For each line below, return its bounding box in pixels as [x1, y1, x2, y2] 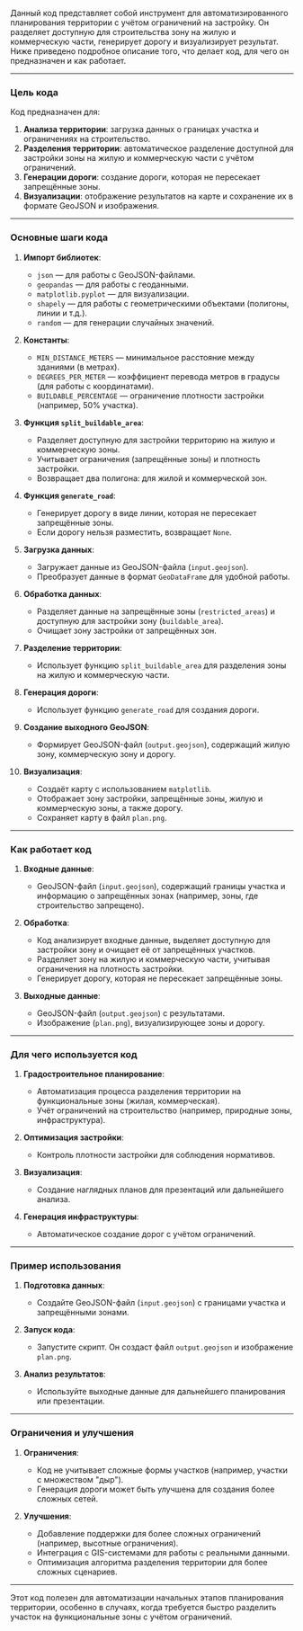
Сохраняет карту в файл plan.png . [36, 812, 167, 823]
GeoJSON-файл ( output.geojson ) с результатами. [36, 1007, 226, 1019]
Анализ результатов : [22, 1368, 106, 1379]
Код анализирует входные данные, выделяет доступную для [36, 934, 271, 945]
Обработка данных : [22, 588, 102, 599]
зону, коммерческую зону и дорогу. [36, 748, 176, 759]
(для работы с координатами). [36, 380, 155, 391]
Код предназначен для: [10, 107, 101, 118]
